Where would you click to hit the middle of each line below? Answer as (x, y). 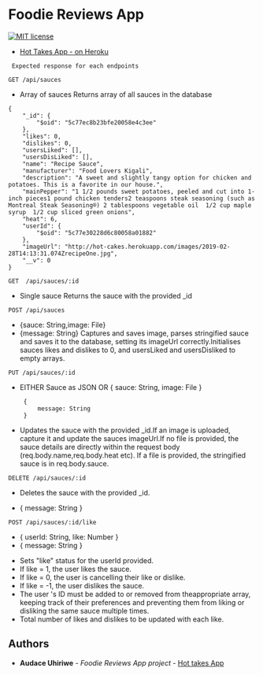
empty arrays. (42, 358)
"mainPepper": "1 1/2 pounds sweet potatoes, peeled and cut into (133, 191)
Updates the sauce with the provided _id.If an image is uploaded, (125, 430)
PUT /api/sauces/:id (42, 373)
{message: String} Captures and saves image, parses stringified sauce (134, 333)
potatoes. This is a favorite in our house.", (86, 184)
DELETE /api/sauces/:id (47, 478)
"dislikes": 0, (47, 143)
